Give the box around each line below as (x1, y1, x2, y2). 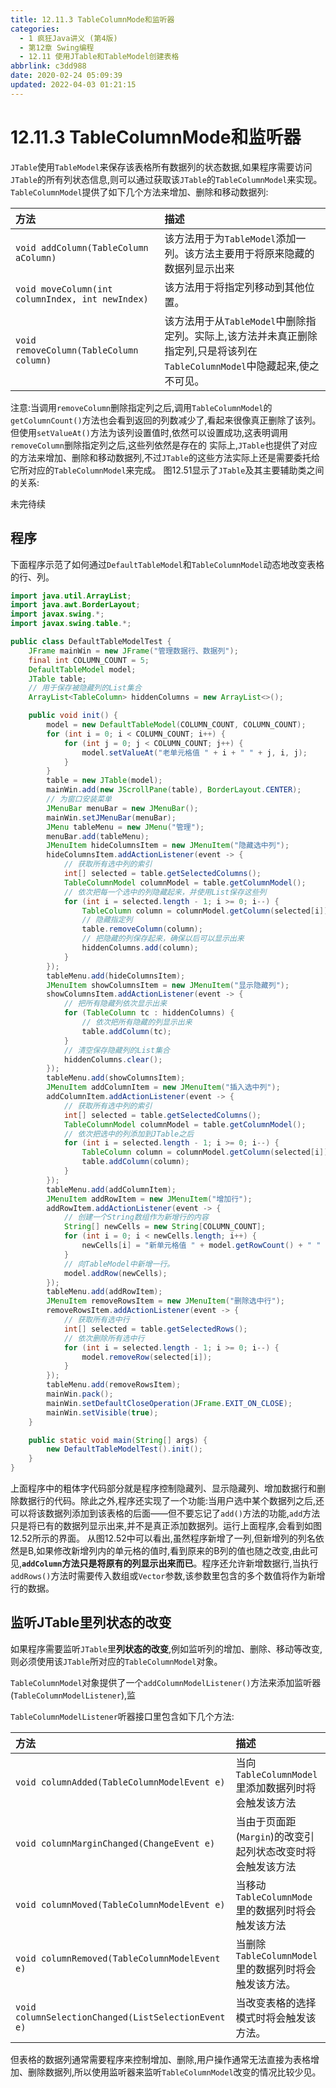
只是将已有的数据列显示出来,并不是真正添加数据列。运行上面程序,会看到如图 (10, 1520, 323, 1531)
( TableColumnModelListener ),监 (10, 1689, 137, 1701)
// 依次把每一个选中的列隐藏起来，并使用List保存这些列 (63, 887, 267, 897)
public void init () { (28, 711, 118, 721)
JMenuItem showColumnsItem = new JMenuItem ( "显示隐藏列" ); (46, 980, 290, 990)
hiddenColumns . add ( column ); (81, 943, 199, 953)
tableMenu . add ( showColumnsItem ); (46, 1073, 186, 1083)
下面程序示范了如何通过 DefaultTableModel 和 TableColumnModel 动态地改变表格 (10, 558, 325, 570)
